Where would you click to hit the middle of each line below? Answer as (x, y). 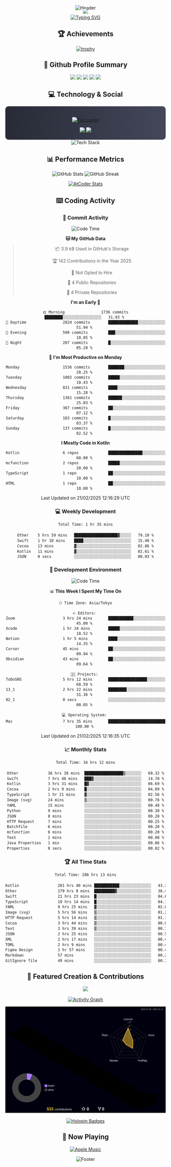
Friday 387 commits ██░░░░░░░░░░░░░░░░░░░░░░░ (85, 408)
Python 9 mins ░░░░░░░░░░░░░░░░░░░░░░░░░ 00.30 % (85, 811)
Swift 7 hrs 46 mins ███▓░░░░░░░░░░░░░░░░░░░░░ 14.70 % (85, 779)
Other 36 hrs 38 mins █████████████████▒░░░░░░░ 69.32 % (85, 773)
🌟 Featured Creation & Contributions (85, 977)
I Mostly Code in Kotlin (85, 442)
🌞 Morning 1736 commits (85, 312)
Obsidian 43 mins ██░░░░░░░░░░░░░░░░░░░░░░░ (85, 659)
